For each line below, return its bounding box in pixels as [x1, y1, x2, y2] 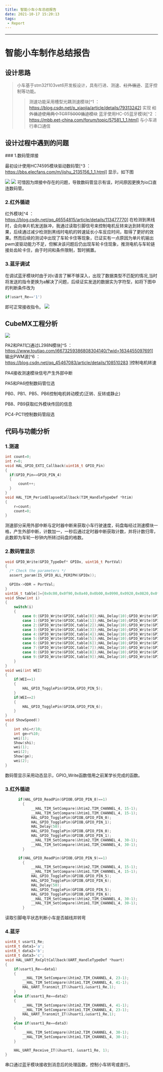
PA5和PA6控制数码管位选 [5, 381, 55, 386]
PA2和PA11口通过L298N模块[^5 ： [5, 343, 72, 348]
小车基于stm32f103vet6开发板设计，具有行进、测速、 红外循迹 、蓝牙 [16, 82, 154, 88]
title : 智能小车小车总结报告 [5, 7, 57, 12]
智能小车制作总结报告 [5, 48, 91, 59]
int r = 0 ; [5, 458, 23, 464]
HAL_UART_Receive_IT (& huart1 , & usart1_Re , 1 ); [14, 1048, 110, 1053]
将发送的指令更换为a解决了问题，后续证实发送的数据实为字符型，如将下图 [5, 278, 152, 285]
